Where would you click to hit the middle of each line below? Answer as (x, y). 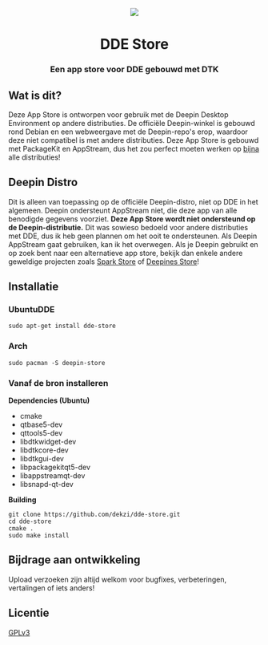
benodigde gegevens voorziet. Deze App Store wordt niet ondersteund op (132, 219)
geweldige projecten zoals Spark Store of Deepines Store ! (104, 262)
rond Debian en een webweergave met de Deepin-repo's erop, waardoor (128, 132)
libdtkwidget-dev (48, 442)
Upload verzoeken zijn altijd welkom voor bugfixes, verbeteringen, (118, 579)
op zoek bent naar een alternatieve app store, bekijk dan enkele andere (126, 253)
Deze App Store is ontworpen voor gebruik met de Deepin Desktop (119, 114)
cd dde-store (30, 521)
